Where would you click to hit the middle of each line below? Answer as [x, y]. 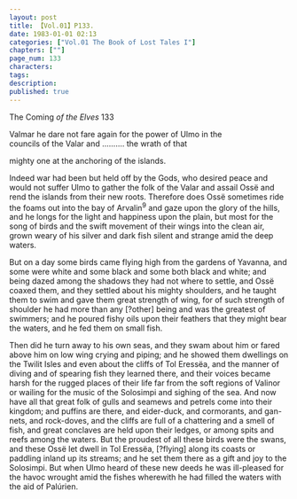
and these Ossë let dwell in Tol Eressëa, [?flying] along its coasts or [133, 449]
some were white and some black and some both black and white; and [138, 272]
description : [33, 83]
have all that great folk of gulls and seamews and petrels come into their [141, 402]
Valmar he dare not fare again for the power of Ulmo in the [116, 134]
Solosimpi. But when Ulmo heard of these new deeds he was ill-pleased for [147, 468]
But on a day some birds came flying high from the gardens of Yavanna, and [148, 262]
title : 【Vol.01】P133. [52, 26]
